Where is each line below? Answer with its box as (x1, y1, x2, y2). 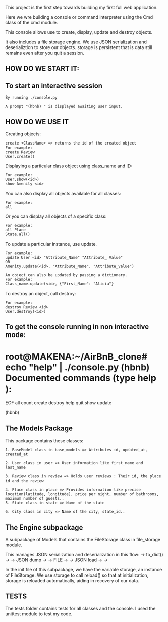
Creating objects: (5, 131, 41, 137)
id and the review (5, 479, 44, 484)
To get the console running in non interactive (5, 323, 149, 331)
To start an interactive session (5, 81, 102, 90)
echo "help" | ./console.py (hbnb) (5, 361, 150, 373)
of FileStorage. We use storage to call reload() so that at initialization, (5, 572, 149, 578)
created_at (5, 452, 28, 457)
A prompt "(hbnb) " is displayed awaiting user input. (5, 104, 123, 109)
